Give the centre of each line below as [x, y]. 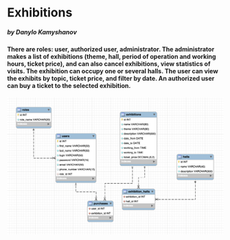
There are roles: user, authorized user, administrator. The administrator [111, 49]
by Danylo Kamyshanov [42, 32]
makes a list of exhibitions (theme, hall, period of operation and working [112, 57]
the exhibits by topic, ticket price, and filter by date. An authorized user [111, 79]
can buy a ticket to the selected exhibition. [69, 86]
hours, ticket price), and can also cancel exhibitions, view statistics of [109, 64]
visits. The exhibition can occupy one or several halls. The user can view [113, 71]
